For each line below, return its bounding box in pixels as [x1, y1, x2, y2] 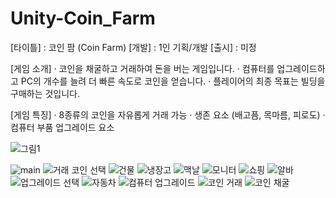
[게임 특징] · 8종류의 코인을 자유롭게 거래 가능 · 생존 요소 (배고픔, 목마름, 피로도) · [10, 108, 326, 121]
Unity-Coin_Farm [10, 7, 156, 30]
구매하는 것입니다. [10, 87, 81, 99]
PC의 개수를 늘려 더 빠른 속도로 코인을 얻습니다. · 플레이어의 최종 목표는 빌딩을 [20, 75, 326, 87]
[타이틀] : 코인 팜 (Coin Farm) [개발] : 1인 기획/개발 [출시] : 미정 [10, 41, 257, 53]
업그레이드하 [276, 62, 326, 74]
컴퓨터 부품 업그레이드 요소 [10, 121, 115, 133]
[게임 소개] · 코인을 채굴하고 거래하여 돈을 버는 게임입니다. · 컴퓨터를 [10, 62, 275, 74]
